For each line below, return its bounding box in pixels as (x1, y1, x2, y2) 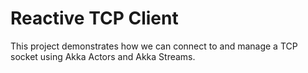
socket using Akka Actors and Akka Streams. (10, 50, 196, 62)
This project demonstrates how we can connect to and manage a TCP (10, 40, 298, 52)
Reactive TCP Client (10, 7, 179, 30)
